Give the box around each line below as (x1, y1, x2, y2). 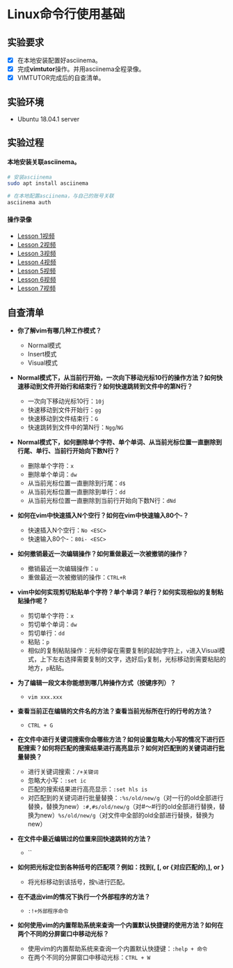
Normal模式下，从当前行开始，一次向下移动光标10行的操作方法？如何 (17, 374, 217, 382)
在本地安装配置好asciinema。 (17, 56, 102, 64)
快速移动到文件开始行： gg (27, 406, 102, 414)
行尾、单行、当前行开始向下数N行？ (17, 447, 120, 455)
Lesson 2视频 (17, 241, 56, 249)
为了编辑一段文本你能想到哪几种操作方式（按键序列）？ (17, 679, 176, 687)
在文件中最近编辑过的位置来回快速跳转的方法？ (17, 835, 152, 843)
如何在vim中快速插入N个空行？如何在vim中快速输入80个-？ (17, 511, 189, 520)
